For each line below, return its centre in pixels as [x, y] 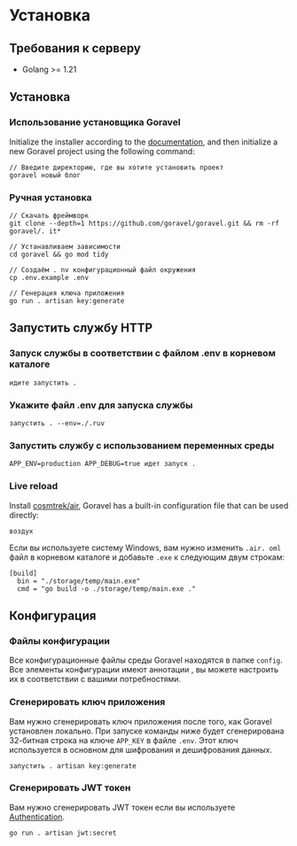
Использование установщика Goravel [95, 122]
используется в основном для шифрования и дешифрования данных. [141, 749]
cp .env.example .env [49, 277]
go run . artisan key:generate [67, 301]
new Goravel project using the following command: [102, 151]
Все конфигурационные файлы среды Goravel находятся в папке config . [146, 660]
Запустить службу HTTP [81, 328]
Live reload [34, 486]
